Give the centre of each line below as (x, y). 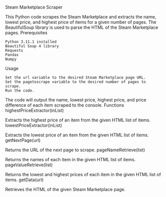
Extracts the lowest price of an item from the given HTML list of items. (77, 135)
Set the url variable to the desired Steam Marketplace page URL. (76, 78)
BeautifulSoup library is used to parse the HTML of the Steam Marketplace (82, 27)
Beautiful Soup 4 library (32, 46)
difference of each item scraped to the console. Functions (65, 105)
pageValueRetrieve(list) (29, 165)
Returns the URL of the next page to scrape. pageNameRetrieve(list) (75, 150)
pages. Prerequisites (26, 33)
